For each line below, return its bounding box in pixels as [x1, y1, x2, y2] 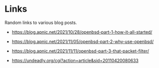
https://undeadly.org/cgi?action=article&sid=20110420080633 [11, 57, 139, 63]
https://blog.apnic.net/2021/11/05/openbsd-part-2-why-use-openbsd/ [11, 38, 154, 45]
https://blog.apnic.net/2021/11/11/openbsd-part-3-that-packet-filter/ [11, 48, 150, 54]
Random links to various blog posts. [4, 20, 77, 25]
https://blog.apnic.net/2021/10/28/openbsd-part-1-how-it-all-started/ [11, 29, 153, 35]
